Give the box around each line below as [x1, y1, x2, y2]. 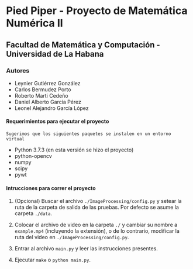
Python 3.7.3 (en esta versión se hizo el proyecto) [14, 146, 134, 153]
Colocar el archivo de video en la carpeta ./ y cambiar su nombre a [14, 221, 178, 229]
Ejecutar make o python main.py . [14, 256, 91, 264]
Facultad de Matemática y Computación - [6, 40, 161, 50]
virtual [6, 136, 25, 142]
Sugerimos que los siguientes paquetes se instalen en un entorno [6, 131, 171, 137]
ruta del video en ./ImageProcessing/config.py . [14, 234, 129, 241]
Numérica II [6, 16, 63, 30]
